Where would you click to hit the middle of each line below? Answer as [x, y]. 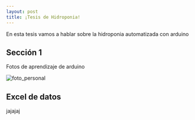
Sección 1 [24, 52]
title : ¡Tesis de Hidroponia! [43, 17]
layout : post [22, 12]
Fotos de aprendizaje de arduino [45, 67]
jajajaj [13, 111]
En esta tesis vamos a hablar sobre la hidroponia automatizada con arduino [97, 34]
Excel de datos [34, 97]
